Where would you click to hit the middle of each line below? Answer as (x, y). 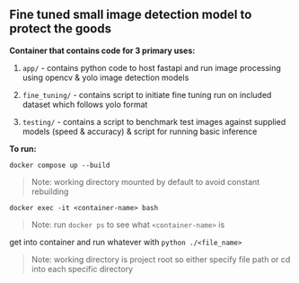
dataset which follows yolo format (85, 104)
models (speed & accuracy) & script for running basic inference (140, 131)
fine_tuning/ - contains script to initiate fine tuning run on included (147, 94)
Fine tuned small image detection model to (131, 15)
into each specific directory (82, 269)
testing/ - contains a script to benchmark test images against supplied (154, 121)
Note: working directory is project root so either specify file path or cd (161, 259)
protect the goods (61, 29)
